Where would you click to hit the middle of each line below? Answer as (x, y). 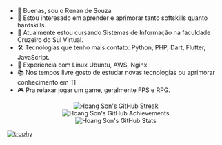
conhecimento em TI (46, 82)
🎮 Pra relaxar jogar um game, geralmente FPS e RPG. (94, 90)
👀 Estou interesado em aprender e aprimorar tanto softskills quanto (112, 18)
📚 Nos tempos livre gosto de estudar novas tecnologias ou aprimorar (116, 72)
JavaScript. (33, 57)
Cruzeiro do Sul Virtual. (50, 40)
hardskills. (32, 25)
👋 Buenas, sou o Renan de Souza (64, 11)
